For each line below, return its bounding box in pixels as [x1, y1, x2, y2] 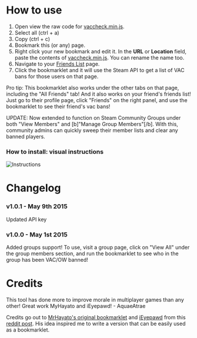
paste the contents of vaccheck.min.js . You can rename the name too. [14, 54, 185, 61]
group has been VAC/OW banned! [6, 256, 88, 263]
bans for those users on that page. [14, 73, 99, 80]
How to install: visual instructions [6, 147, 104, 156]
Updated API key [6, 215, 47, 223]
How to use [6, 4, 62, 17]
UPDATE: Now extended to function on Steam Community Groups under [6, 114, 181, 121]
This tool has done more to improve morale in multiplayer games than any [6, 296, 184, 303]
